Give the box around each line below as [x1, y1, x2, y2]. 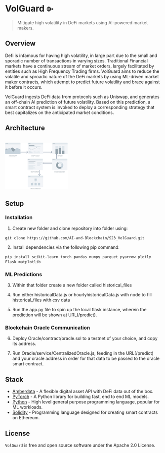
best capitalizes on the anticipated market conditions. [5, 110, 114, 115]
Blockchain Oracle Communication [5, 324, 90, 331]
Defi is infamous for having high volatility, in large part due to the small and [5, 53, 157, 58]
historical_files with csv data [12, 297, 70, 303]
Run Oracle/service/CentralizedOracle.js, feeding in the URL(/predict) [12, 350, 154, 356]
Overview [5, 39, 36, 48]
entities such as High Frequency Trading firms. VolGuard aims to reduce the [5, 68, 160, 74]
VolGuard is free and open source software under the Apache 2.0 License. [5, 442, 156, 449]
